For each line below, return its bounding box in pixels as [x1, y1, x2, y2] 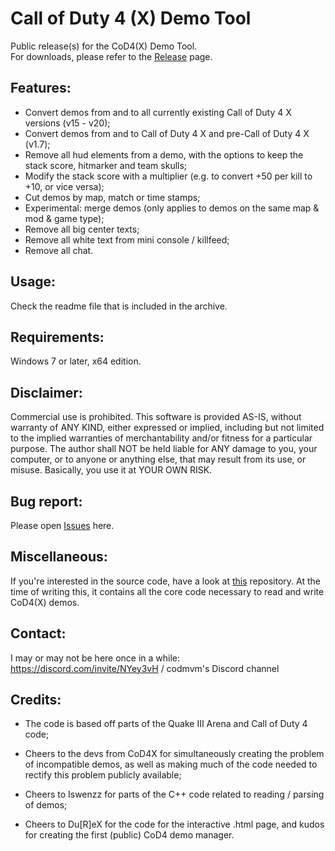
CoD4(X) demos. [10, 596, 80, 608]
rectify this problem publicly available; [24, 769, 182, 781]
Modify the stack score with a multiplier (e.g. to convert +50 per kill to [24, 170, 313, 182]
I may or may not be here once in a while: [10, 652, 181, 664]
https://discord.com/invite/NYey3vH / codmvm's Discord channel [10, 662, 280, 674]
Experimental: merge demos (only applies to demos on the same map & [24, 202, 320, 214]
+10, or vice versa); [24, 180, 105, 192]
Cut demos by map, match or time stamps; [24, 191, 201, 203]
